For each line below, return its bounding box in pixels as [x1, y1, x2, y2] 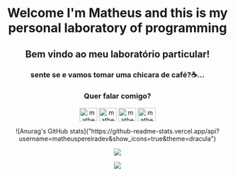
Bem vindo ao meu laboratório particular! [25, 48, 210, 60]
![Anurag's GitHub [15, 127, 69, 135]
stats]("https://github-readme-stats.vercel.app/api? [69, 127, 220, 135]
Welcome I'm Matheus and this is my [7, 5, 228, 21]
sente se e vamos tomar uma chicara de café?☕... [30, 69, 205, 79]
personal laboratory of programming [8, 20, 227, 36]
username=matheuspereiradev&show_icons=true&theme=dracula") [18, 134, 217, 143]
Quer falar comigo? [84, 91, 151, 101]
